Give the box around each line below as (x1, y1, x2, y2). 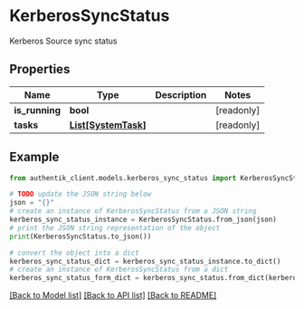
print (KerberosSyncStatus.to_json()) (9, 232, 152, 241)
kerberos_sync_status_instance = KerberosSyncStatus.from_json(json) (9, 215, 278, 225)
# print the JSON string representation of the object (9, 223, 221, 232)
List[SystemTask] (69, 119, 147, 131)
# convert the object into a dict (9, 248, 140, 257)
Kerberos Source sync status (9, 35, 118, 46)
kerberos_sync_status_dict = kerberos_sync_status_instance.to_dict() (9, 256, 281, 266)
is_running (14, 103, 62, 116)
